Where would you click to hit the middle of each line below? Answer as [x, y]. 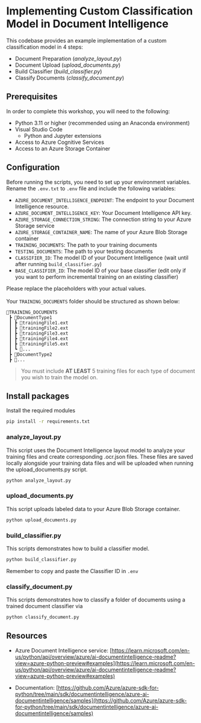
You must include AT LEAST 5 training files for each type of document [108, 371]
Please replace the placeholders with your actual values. [76, 288]
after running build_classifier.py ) [58, 264]
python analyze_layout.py [39, 480]
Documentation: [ [36, 687]
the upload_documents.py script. [47, 469]
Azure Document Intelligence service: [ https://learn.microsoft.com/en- [102, 650]
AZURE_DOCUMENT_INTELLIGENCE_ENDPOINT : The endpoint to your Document [104, 200]
